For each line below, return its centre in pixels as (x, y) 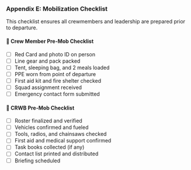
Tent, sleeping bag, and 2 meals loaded (62, 67)
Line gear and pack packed (47, 61)
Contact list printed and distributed (56, 154)
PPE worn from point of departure (55, 74)
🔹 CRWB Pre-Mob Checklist (40, 108)
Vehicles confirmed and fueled (51, 127)
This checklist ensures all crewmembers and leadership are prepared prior (96, 22)
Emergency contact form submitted (57, 94)
